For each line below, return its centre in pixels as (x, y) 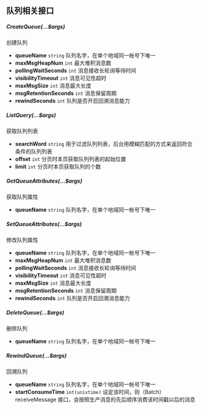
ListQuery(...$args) (31, 115)
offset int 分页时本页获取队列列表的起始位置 (71, 159)
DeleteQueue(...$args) (35, 312)
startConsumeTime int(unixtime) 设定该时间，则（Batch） (90, 392)
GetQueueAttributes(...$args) (44, 181)
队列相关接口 (30, 11)
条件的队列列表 (33, 152)
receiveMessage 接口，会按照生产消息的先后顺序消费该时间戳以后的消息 (105, 400)
